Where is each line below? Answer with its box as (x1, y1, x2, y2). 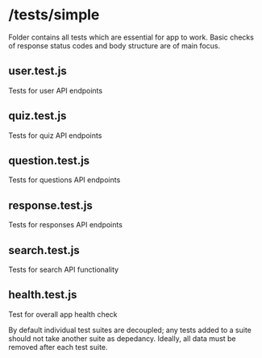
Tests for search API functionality (8, 264, 119, 274)
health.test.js (8, 288, 77, 302)
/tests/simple (8, 6, 100, 24)
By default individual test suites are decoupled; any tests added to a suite (8, 325, 252, 335)
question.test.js (8, 153, 90, 167)
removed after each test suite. (8, 342, 108, 352)
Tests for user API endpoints (8, 85, 103, 95)
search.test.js (8, 244, 81, 257)
